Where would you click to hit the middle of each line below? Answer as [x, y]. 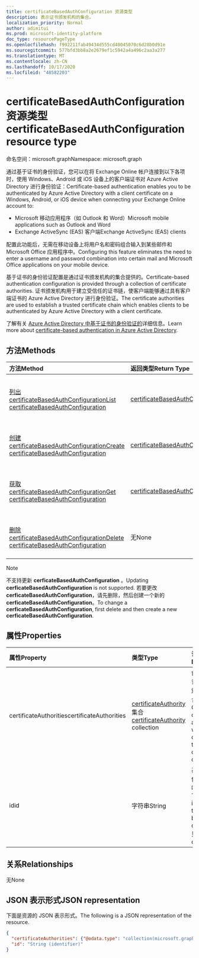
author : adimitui [28, 28]
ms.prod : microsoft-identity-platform [54, 34]
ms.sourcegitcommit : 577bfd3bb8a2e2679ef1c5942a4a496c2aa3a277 [86, 50]
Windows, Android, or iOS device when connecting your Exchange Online [96, 200]
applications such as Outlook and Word [62, 225]
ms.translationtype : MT [36, 56]
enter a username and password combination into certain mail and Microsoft [99, 258]
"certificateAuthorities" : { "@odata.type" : [66, 939]
